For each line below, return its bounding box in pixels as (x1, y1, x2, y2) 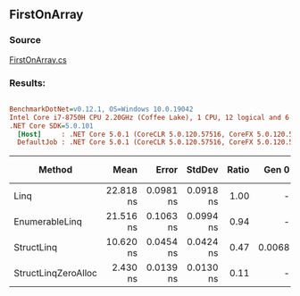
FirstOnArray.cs (9, 54, 67, 65)
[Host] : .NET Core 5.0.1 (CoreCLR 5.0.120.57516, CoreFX (17, 130, 254, 139)
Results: (9, 76, 46, 89)
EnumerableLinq (13, 216, 83, 228)
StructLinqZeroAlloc (13, 267, 98, 280)
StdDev (186, 164, 219, 176)
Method (38, 164, 73, 176)
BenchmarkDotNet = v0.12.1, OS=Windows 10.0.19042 (9, 105, 194, 114)
